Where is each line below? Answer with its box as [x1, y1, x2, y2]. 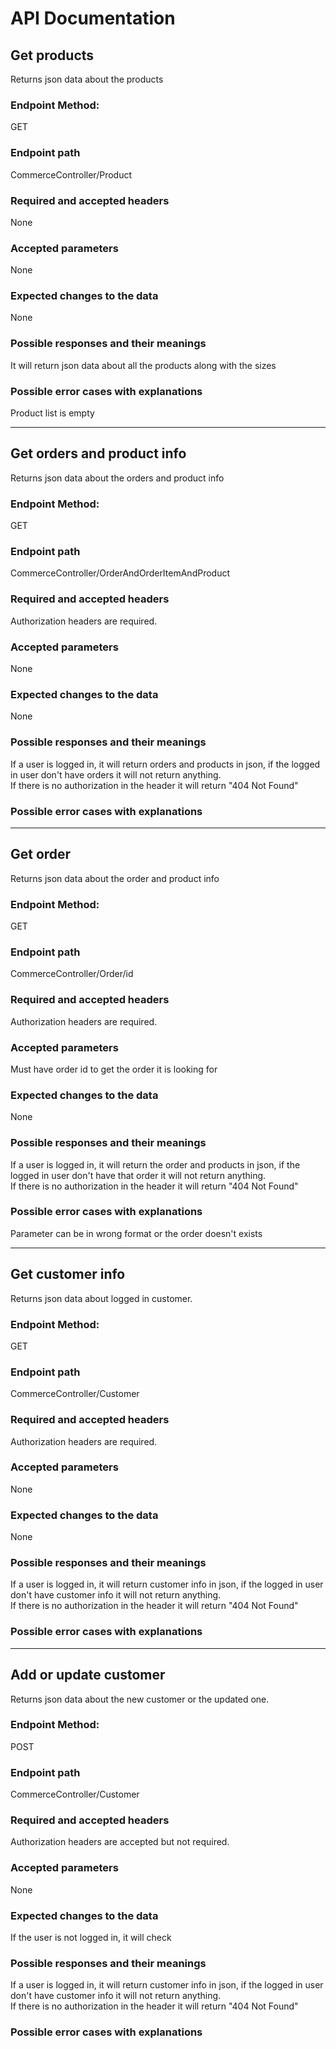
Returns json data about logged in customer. [10, 1292, 193, 1304]
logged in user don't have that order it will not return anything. [10, 1169, 267, 1181]
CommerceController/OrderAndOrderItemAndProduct [10, 567, 231, 579]
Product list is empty [10, 407, 95, 419]
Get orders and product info [10, 445, 187, 462]
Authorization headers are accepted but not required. [10, 1836, 230, 1848]
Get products [10, 47, 95, 64]
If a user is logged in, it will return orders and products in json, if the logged [10, 758, 321, 770]
